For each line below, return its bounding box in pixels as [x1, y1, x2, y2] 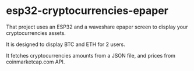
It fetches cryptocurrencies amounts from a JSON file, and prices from [6, 52, 176, 59]
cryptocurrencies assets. [6, 29, 66, 36]
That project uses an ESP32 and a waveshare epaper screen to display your [6, 23, 188, 30]
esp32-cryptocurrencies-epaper [6, 4, 169, 17]
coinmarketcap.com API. [6, 58, 65, 65]
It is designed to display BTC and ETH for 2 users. [6, 41, 125, 48]
